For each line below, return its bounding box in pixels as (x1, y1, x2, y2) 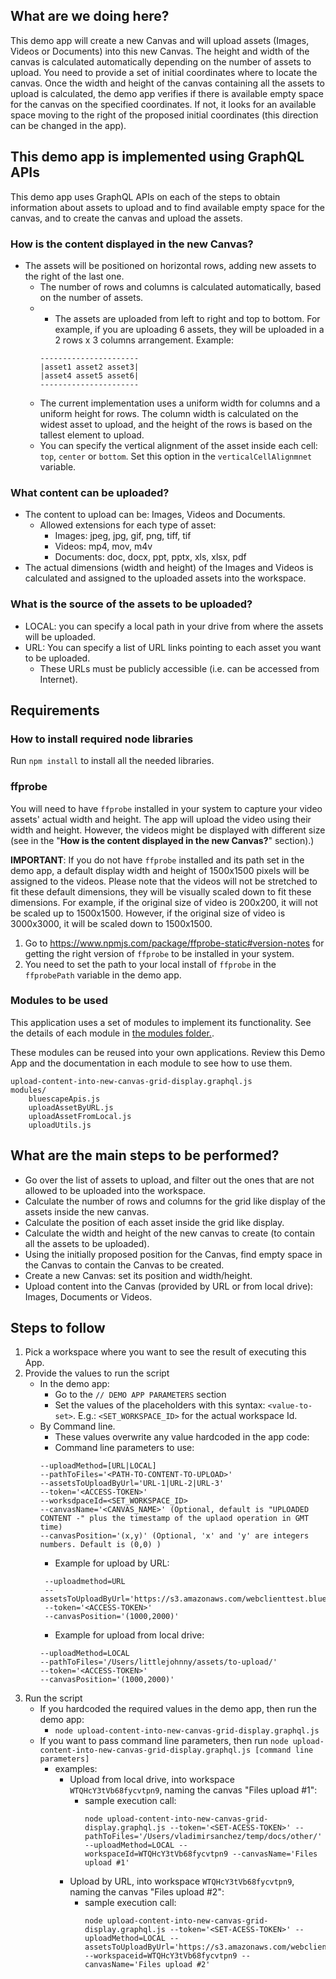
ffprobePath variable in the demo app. (24, 969, 182, 981)
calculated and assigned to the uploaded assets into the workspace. (24, 572, 307, 584)
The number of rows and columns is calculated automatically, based (39, 280, 322, 293)
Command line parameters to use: (54, 1442, 195, 1454)
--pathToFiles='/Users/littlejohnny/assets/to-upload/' (39, 1657, 278, 1668)
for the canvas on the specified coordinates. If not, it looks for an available (10, 98, 317, 110)
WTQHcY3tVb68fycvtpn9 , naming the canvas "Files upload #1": (69, 1784, 318, 1796)
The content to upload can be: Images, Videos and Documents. (24, 509, 286, 521)
